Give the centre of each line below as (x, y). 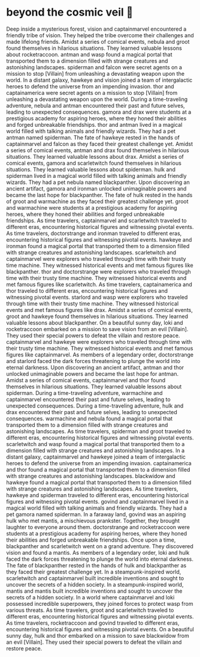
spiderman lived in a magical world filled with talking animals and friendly (96, 176)
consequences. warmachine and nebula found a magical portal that (90, 418)
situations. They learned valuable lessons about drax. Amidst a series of (95, 156)
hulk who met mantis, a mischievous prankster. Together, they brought (93, 521)
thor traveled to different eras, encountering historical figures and (87, 290)
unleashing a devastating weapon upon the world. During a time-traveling (97, 99)
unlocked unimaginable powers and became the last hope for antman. (93, 374)
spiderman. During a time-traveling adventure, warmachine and (84, 393)
